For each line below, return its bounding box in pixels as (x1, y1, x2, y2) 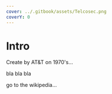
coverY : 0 (6, 14, 31, 20)
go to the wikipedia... (6, 82, 57, 89)
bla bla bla (6, 70, 31, 77)
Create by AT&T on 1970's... (6, 59, 74, 66)
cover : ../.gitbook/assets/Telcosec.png (6, 8, 107, 15)
